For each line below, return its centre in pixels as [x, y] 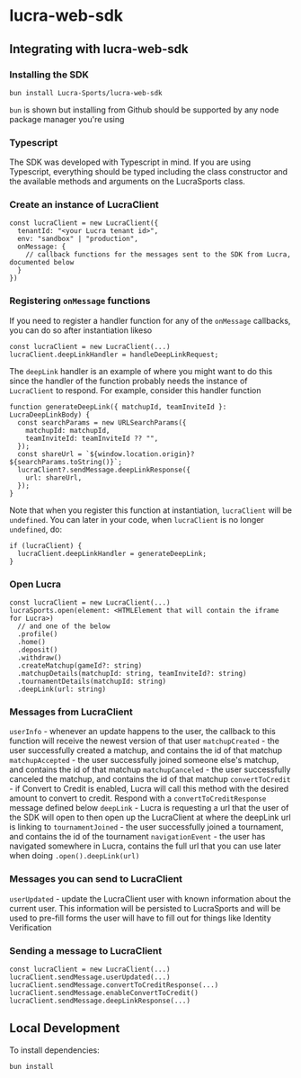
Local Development [65, 1028]
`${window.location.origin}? [140, 454]
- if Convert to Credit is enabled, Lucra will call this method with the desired [149, 789]
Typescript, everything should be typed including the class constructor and [149, 172]
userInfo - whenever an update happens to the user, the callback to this [142, 732]
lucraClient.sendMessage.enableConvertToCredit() [104, 993]
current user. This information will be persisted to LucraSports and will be [145, 908]
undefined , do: [36, 529]
